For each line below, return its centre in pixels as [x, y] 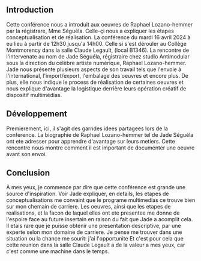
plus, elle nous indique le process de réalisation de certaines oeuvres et [95, 82]
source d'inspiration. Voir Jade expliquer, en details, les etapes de [88, 194]
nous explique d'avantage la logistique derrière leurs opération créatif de [96, 88]
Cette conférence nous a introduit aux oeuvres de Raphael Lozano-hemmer [100, 24]
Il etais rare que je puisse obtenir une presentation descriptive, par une [94, 226]
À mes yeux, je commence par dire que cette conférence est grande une [96, 187]
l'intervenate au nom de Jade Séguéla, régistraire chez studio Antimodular [98, 56]
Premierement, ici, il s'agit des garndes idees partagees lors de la [87, 128]
